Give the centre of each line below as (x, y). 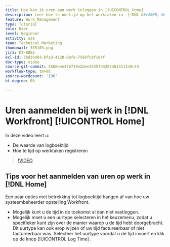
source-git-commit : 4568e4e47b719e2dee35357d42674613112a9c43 (72, 67)
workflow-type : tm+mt (28, 72)
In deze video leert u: (27, 135)
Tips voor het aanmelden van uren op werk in (78, 177)
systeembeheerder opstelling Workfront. (48, 202)
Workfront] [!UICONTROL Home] (75, 121)
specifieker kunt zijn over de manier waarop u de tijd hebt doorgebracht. (88, 223)
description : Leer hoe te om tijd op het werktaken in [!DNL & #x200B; (82, 15)
